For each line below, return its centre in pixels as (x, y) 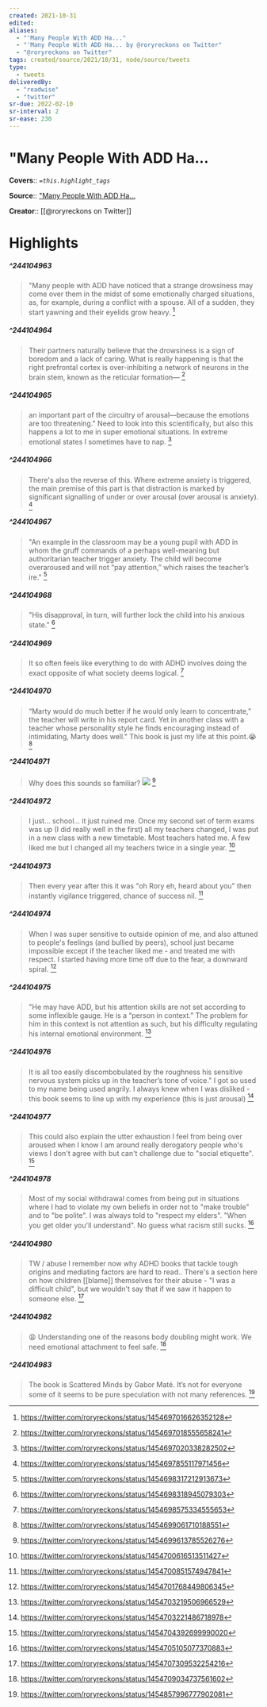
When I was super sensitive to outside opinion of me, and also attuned (143, 934)
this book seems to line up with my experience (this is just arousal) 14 (141, 1098)
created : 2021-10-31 (43, 15)
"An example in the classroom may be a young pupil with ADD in (133, 541)
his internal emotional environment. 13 (90, 1033)
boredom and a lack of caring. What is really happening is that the (136, 359)
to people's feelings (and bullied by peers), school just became (131, 942)
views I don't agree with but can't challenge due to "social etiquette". (141, 1154)
